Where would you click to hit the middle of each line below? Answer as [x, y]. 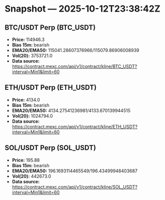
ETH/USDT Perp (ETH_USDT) [51, 88]
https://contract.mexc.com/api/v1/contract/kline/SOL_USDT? [75, 187]
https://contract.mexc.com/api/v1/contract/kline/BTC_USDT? [74, 66]
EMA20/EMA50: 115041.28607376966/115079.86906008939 [75, 50]
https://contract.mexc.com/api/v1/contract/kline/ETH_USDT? [75, 126]
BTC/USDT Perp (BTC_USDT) [50, 28]
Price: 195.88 [26, 160]
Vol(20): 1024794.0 [32, 116]
